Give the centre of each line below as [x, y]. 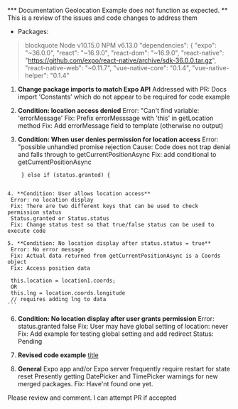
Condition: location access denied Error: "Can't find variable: [108, 110]
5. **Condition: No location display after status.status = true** [109, 244]
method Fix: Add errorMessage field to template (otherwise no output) [120, 126]
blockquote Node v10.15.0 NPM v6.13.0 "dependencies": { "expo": [120, 45]
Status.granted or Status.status [60, 219]
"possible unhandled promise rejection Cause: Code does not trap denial [124, 147]
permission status [34, 212]
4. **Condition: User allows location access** [79, 194]
